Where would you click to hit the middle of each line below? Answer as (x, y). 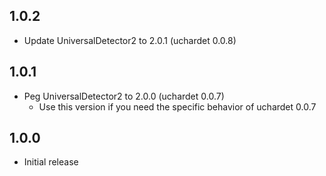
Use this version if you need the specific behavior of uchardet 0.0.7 (177, 106)
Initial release (51, 162)
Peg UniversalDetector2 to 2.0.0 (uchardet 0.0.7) (124, 96)
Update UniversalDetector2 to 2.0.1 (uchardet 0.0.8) (130, 40)
